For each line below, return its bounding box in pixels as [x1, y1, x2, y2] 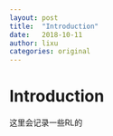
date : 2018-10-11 [9, 30, 83, 39]
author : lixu [9, 38, 59, 48]
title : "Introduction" [9, 22, 99, 31]
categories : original [9, 47, 91, 56]
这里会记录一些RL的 [9, 117, 83, 128]
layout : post [9, 13, 59, 23]
